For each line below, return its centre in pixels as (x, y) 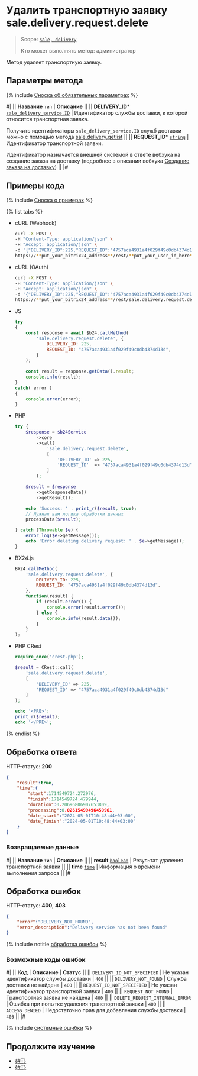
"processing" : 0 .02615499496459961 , (71, 810)
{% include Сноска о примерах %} (50, 200)
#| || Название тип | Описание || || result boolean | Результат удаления (95, 860)
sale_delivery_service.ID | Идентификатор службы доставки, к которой (97, 112)
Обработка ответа (42, 752)
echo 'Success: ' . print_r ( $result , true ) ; (81, 508)
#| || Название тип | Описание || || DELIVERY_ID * (68, 106)
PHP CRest (28, 646)
